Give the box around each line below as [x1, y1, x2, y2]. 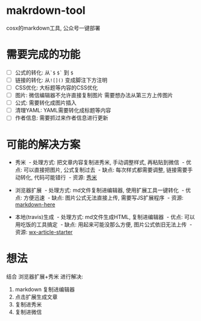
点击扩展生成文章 [14, 293, 58, 300]
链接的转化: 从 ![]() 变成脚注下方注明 [14, 76, 107, 83]
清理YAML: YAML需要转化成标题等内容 [14, 107, 112, 114]
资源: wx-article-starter [14, 229, 73, 236]
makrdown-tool [6, 4, 86, 17]
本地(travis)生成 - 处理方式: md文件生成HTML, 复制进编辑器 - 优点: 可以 [14, 214, 195, 221]
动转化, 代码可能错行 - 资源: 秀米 [14, 174, 97, 181]
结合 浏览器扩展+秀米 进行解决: [6, 273, 83, 281]
